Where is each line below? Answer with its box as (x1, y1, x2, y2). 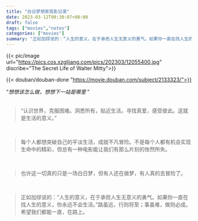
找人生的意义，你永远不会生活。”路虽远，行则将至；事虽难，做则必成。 (20, 201, 191, 208)
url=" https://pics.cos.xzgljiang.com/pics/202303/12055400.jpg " (6, 58, 162, 65)
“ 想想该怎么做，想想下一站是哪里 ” (6, 88, 90, 95)
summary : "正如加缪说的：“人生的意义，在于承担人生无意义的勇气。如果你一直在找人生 (6, 36, 189, 42)
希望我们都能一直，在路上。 (20, 209, 88, 215)
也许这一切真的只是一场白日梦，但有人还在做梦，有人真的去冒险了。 (20, 170, 186, 177)
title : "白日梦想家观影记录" (6, 8, 70, 15)
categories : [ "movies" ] (6, 31, 65, 37)
